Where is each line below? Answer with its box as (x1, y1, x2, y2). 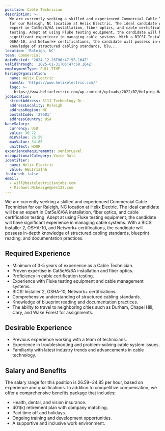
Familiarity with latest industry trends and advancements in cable (12, 347, 144, 353)
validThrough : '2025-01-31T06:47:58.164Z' (5, 62, 93, 67)
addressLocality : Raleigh (9, 103, 63, 108)
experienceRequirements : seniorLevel (5, 149, 82, 154)
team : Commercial (5, 53, 41, 58)
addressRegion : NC (9, 108, 48, 113)
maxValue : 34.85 (9, 139, 43, 145)
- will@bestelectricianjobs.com (9, 181, 76, 186)
